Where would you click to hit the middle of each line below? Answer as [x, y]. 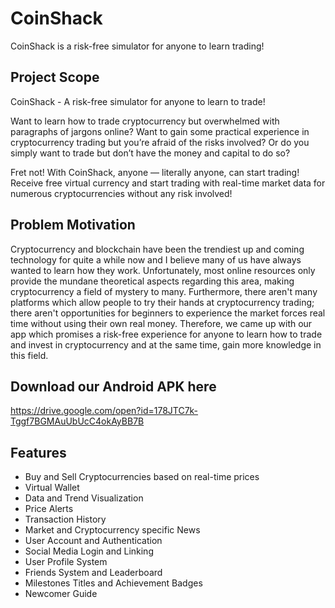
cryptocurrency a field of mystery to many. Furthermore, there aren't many [164, 291]
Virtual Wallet [52, 488]
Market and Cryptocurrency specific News [112, 530]
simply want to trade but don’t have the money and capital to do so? [150, 153]
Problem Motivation [73, 225]
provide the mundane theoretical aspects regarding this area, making [152, 281]
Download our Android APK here [113, 386]
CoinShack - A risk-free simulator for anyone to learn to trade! [138, 101]
